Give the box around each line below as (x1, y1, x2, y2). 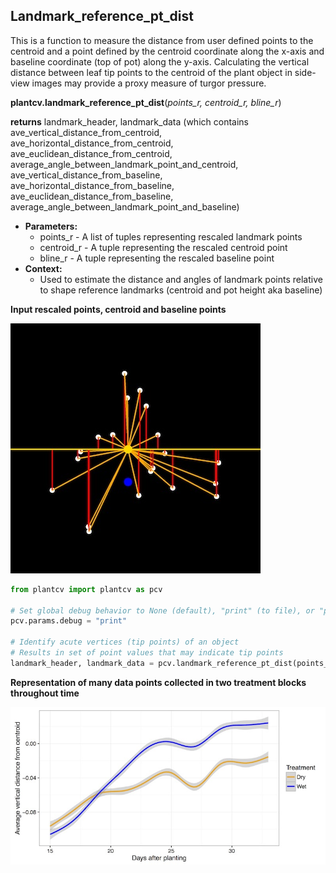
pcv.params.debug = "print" (10, 616, 128, 626)
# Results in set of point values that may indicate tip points (10, 648, 284, 658)
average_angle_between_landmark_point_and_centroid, (10, 158, 239, 170)
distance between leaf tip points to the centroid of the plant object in (10, 66, 293, 78)
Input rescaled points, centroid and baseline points (10, 303, 227, 315)
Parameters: (24, 220, 78, 232)
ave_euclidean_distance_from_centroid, (10, 147, 173, 159)
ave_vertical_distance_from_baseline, (10, 169, 163, 181)
